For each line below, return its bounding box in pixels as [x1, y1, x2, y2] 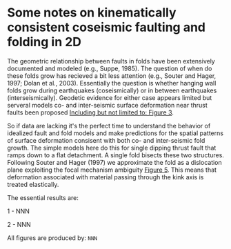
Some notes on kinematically [7, 5, 177, 21]
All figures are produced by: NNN [7, 233, 98, 242]
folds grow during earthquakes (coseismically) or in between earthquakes [7, 86, 217, 94]
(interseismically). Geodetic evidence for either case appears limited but [7, 93, 212, 101]
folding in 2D [7, 34, 81, 50]
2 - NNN [7, 220, 31, 228]
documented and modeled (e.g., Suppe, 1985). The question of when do [7, 64, 212, 72]
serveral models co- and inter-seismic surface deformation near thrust [7, 101, 208, 109]
